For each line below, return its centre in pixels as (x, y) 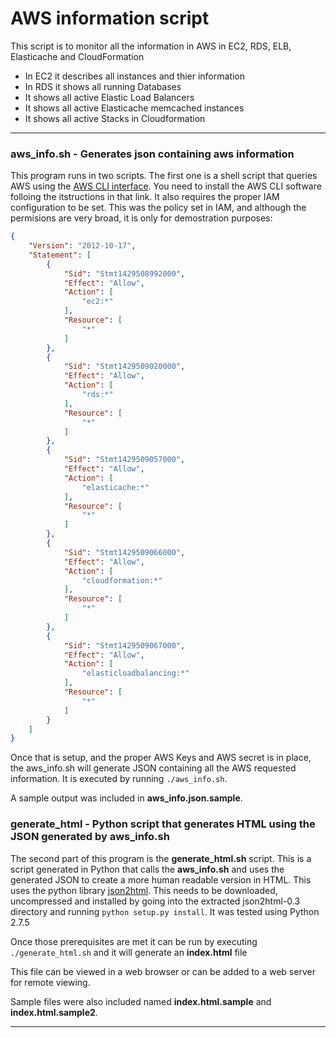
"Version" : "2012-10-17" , (82, 246)
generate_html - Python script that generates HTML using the (163, 824)
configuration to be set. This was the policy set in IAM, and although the (158, 208)
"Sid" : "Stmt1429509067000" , (124, 645)
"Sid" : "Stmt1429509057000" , (124, 460)
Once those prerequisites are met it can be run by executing (134, 941)
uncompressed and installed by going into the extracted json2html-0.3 (155, 901)
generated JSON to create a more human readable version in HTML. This (161, 879)
